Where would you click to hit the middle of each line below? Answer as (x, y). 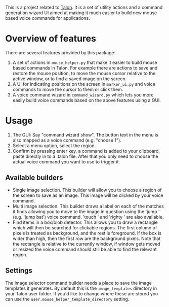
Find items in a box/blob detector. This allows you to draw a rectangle (85, 222)
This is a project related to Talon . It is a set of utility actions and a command (84, 7)
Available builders (34, 178)
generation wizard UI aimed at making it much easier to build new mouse (81, 13)
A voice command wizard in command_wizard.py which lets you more (83, 95)
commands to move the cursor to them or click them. (68, 89)
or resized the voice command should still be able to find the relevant (85, 249)
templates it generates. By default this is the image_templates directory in (81, 288)
